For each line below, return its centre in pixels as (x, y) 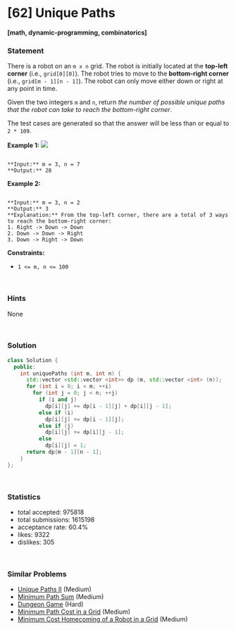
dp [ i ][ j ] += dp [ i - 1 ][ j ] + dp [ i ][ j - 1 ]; (108, 406)
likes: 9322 (33, 535)
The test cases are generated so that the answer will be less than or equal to (118, 123)
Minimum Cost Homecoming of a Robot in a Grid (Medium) (103, 619)
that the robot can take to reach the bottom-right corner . (90, 110)
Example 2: (24, 184)
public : (25, 367)
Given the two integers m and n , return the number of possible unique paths (116, 102)
